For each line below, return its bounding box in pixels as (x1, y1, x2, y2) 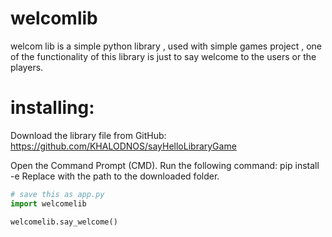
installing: (10, 97, 95, 119)
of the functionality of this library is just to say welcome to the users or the (10, 50, 317, 62)
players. (10, 61, 44, 73)
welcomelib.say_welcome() (10, 217, 118, 227)
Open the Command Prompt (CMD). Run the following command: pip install (10, 159, 320, 171)
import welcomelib (10, 198, 87, 209)
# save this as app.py (10, 189, 105, 199)
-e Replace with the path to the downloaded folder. (10, 170, 220, 182)
